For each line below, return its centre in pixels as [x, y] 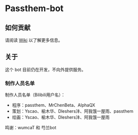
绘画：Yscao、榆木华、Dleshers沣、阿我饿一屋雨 [61, 118]
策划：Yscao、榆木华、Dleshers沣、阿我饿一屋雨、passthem [73, 111]
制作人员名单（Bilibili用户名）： [35, 95]
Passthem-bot [34, 8]
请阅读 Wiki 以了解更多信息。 [34, 40]
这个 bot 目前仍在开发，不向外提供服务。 [45, 69]
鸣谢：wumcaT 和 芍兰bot [31, 128]
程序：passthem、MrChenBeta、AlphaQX [54, 105]
